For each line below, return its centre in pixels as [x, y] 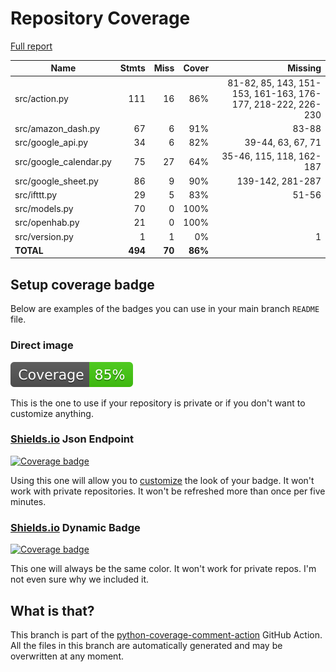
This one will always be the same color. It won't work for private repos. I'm [163, 569]
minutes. [28, 501]
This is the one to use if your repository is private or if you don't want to [158, 403]
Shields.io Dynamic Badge [75, 527]
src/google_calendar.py [63, 161]
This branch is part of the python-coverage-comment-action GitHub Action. [166, 634]
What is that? [52, 610]
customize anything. [52, 413]
